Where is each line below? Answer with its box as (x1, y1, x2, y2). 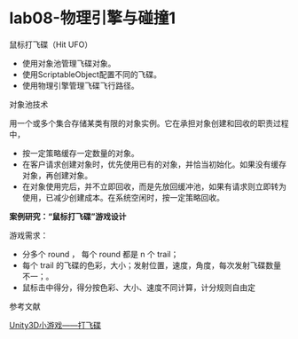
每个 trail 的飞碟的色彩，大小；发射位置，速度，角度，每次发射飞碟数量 (21, 259, 282, 271)
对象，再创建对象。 (21, 169, 93, 180)
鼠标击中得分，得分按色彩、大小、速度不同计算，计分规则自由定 (21, 281, 255, 293)
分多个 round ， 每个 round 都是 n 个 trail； (21, 248, 179, 259)
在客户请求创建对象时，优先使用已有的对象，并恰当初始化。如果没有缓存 (21, 159, 286, 169)
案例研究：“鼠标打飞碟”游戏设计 (9, 210, 127, 222)
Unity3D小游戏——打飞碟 (9, 319, 102, 330)
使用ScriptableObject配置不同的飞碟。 (21, 68, 162, 80)
